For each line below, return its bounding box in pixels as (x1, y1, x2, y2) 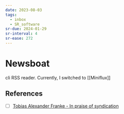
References (5, 90, 43, 98)
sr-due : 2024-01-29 (5, 26, 47, 32)
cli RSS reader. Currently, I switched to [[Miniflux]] (5, 74, 111, 80)
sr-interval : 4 (5, 31, 38, 36)
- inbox (10, 17, 27, 22)
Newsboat (5, 58, 50, 69)
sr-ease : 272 (5, 36, 33, 41)
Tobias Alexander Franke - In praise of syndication (12, 103, 119, 109)
